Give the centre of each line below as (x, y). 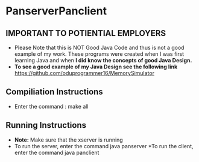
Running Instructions (46, 125)
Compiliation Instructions (54, 92)
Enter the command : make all (51, 106)
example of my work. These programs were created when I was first (99, 54)
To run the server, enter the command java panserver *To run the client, (104, 146)
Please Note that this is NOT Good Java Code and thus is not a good (99, 47)
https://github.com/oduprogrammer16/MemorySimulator (84, 73)
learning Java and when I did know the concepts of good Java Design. (103, 60)
